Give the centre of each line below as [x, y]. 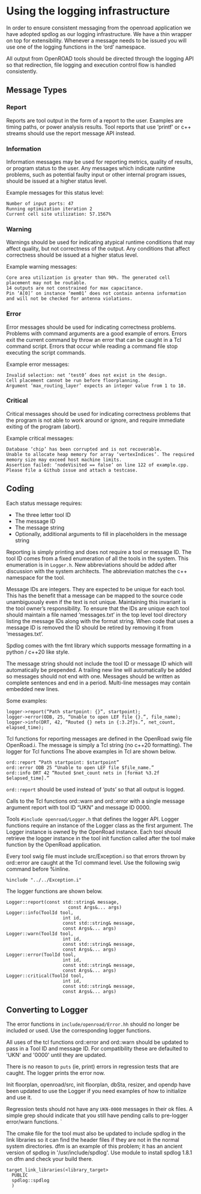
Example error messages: [38, 364]
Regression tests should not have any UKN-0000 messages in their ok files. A [100, 1109]
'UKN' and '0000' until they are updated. [56, 1055]
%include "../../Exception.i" [44, 880]
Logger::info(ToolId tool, [40, 912]
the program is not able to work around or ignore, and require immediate [95, 420]
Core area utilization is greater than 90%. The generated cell [88, 278]
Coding [20, 489]
